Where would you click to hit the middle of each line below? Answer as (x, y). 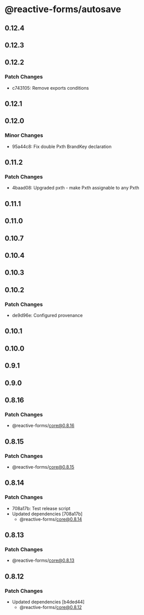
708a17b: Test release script (41, 508)
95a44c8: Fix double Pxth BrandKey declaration (62, 146)
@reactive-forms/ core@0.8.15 (43, 467)
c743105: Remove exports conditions (50, 88)
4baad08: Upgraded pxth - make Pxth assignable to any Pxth (76, 188)
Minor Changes (24, 135)
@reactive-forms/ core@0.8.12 (51, 607)
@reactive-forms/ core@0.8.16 (43, 426)
